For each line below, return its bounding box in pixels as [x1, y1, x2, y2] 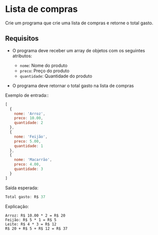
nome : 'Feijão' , [14, 134, 48, 139]
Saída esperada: [5, 185, 39, 191]
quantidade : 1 [14, 143, 43, 149]
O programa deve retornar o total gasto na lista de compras [12, 82, 134, 88]
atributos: [12, 53, 32, 59]
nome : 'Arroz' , [14, 111, 46, 116]
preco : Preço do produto [19, 68, 70, 74]
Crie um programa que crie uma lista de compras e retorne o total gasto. [5, 20, 154, 26]
